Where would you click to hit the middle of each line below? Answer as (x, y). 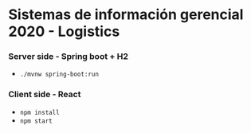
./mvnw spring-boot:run (59, 74)
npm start (36, 121)
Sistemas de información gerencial (126, 15)
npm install (39, 112)
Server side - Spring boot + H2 (69, 57)
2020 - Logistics (64, 31)
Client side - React (45, 95)
